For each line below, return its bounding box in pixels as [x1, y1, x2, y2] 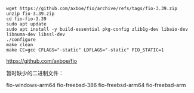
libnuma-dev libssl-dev [6, 31, 66, 37]
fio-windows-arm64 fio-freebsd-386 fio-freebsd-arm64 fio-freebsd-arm [6, 82, 186, 88]
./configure [6, 37, 36, 43]
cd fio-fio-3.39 [6, 16, 47, 22]
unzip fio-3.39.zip [6, 11, 55, 17]
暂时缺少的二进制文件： [6, 70, 64, 76]
